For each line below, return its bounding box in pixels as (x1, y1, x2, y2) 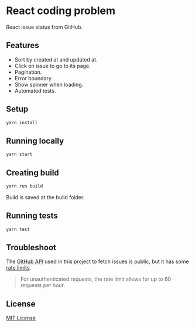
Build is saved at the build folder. (6, 193, 85, 200)
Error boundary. (14, 74, 53, 81)
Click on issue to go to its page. (14, 62, 91, 69)
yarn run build (6, 183, 43, 189)
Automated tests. (14, 87, 56, 94)
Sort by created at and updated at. (14, 56, 98, 63)
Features (6, 40, 39, 50)
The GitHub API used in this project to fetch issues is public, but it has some (6, 258, 189, 265)
